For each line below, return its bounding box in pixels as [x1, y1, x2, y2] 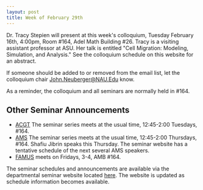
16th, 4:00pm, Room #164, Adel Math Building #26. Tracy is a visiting [6, 38, 179, 45]
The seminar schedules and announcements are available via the [6, 165, 169, 172]
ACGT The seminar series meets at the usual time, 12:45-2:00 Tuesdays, [15, 121, 198, 128]
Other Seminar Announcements [6, 105, 130, 115]
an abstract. [6, 57, 37, 65]
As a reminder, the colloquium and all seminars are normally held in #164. [6, 87, 190, 94]
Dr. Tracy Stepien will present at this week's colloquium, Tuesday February [6, 31, 194, 38]
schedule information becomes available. [6, 178, 110, 186]
